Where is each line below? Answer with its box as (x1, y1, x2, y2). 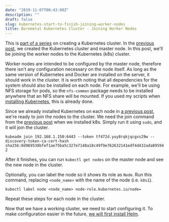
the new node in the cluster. (5, 162, 63, 168)
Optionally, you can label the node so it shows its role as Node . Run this (5, 172, 152, 178)
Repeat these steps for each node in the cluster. (5, 196, 105, 202)
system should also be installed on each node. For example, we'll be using (5, 82, 160, 89)
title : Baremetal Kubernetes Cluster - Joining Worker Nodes (5, 26, 137, 31)
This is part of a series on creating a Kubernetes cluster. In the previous (5, 40, 154, 46)
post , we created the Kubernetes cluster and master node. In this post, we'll (5, 46, 163, 52)
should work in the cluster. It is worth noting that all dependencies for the (5, 77, 158, 83)
